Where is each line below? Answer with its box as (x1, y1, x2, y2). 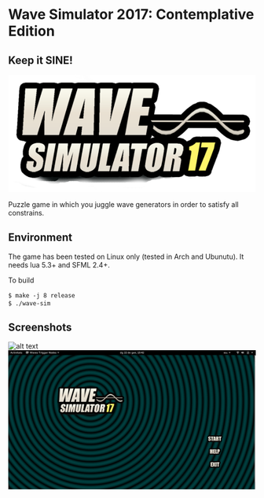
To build (8, 275, 35, 285)
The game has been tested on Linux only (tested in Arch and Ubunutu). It (8, 252, 244, 261)
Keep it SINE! (8, 53, 73, 67)
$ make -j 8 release (8, 291, 76, 300)
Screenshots (8, 321, 72, 334)
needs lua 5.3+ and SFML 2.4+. (8, 260, 110, 269)
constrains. (8, 208, 45, 217)
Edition (8, 22, 55, 40)
